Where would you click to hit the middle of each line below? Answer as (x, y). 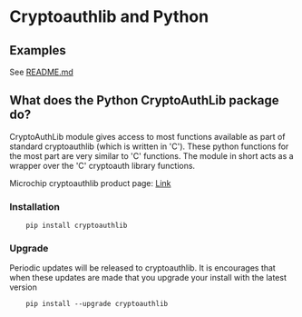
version (24, 287)
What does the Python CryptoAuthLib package (144, 100)
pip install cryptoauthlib (77, 226)
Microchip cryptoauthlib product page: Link (90, 183)
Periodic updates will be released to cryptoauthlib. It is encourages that (143, 268)
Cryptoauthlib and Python (109, 17)
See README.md (42, 72)
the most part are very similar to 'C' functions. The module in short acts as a (151, 155)
